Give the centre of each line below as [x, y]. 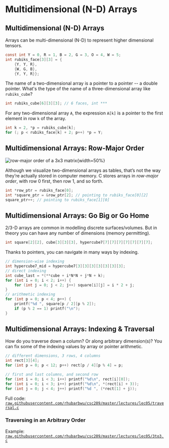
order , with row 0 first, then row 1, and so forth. [54, 181]
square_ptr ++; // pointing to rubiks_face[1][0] [57, 200]
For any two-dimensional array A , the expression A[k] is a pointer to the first [84, 113]
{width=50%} [91, 160]
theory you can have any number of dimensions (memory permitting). [78, 233]
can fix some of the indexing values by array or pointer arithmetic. [74, 347]
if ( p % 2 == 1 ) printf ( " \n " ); [47, 308]
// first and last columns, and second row [52, 375]
